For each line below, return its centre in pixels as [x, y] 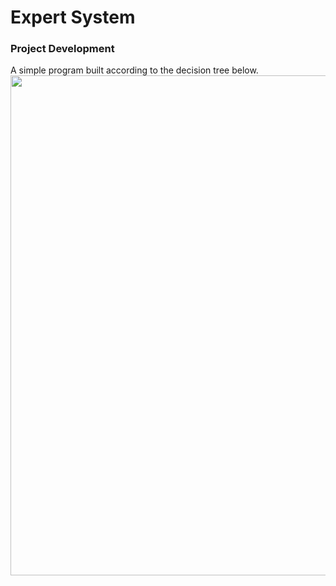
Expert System [73, 17]
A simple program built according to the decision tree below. [134, 70]
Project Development [62, 49]
